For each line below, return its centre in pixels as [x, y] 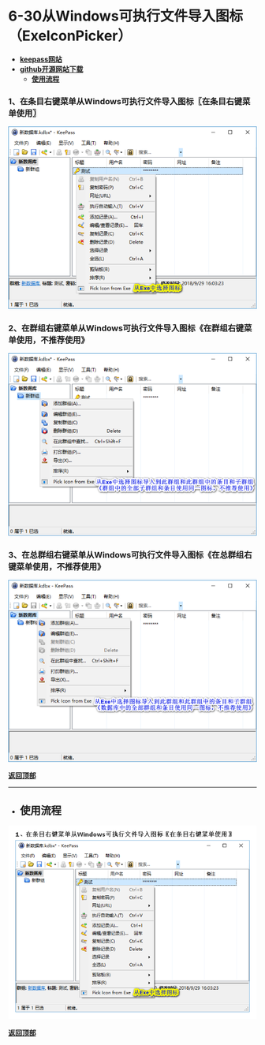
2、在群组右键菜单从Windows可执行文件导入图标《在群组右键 [126, 328]
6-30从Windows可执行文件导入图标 [126, 16]
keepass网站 [41, 59]
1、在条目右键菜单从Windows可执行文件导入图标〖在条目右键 [125, 101]
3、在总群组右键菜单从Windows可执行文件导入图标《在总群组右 [130, 554]
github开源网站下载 [51, 69]
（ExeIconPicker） [70, 36]
